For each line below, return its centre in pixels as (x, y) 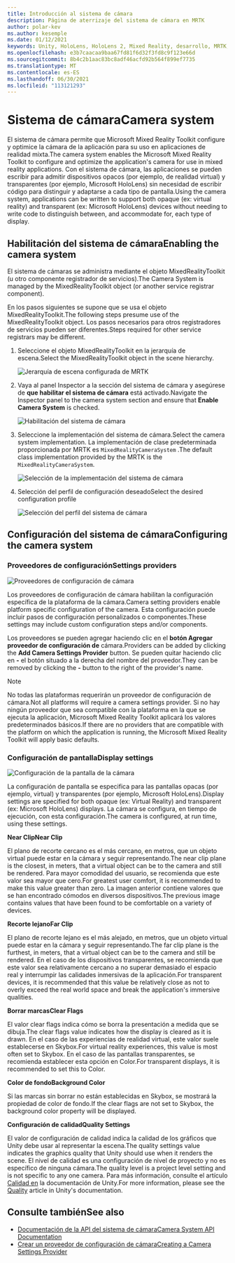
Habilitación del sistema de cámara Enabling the (113, 244)
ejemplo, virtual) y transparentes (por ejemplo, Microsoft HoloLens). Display (116, 793)
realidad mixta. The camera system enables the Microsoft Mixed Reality (109, 154)
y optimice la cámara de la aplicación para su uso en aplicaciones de (107, 147)
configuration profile (47, 499)
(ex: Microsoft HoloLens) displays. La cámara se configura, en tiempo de (112, 808)
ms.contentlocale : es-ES (43, 72)
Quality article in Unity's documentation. (65, 1190)
